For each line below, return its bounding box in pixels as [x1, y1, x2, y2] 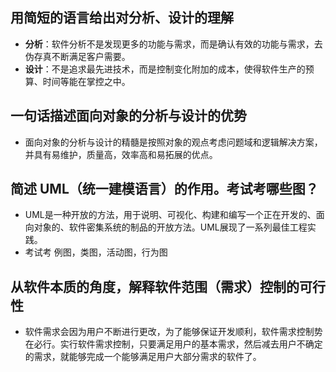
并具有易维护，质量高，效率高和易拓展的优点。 [24, 148, 218, 160]
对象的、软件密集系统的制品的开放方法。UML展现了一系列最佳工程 [33, 221, 308, 233]
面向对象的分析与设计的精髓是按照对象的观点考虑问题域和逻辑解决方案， [24, 136, 323, 148]
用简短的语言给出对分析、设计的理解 [10, 9, 234, 27]
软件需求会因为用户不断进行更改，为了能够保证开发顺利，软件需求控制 [24, 326, 315, 338]
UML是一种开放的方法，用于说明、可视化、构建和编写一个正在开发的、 [24, 209, 317, 221]
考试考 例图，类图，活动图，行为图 [24, 246, 168, 258]
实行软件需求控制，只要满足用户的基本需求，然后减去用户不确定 [59, 338, 323, 350]
